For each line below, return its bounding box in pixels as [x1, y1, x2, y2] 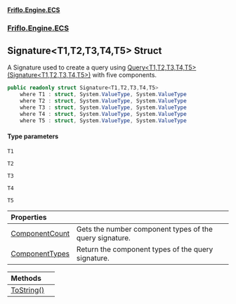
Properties [11, 212, 47, 222]
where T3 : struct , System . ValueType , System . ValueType [20, 104, 188, 111]
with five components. [92, 71, 157, 79]
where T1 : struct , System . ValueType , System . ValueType [20, 91, 188, 98]
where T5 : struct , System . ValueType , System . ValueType [20, 117, 188, 124]
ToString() [11, 285, 44, 295]
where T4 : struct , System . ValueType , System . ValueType [20, 110, 188, 117]
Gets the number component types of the [76, 224, 213, 234]
